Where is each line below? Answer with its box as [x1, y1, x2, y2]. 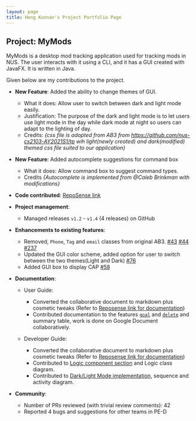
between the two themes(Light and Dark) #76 [23, 257, 136, 264]
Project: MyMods [6, 36, 72, 47]
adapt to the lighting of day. [23, 125, 92, 132]
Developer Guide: [23, 335, 67, 343]
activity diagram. [32, 379, 74, 386]
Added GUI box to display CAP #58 [23, 264, 111, 271]
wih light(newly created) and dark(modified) [76, 138, 185, 145]
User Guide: [23, 286, 54, 294]
